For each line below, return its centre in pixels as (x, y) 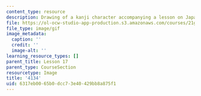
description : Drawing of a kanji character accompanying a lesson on (95, 17)
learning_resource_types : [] (42, 56)
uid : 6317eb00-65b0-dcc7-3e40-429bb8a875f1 (61, 84)
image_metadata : (26, 34)
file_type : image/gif (33, 28)
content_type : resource (36, 12)
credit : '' (25, 45)
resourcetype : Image (32, 73)
